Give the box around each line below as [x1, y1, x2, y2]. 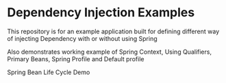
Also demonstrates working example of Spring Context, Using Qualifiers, [7, 48, 212, 56]
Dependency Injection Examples [7, 5, 195, 20]
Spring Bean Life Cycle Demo [7, 68, 90, 76]
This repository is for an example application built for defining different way [7, 27, 220, 35]
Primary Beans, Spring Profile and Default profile [7, 54, 145, 63]
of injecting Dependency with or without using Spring [7, 34, 158, 42]
